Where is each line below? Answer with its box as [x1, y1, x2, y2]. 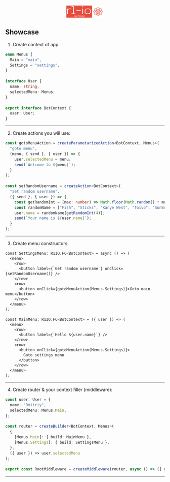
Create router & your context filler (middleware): [12, 386, 113, 393]
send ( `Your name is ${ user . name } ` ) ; [14, 216, 92, 221]
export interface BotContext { [5, 105, 71, 111]
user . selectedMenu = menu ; [14, 157, 71, 162]
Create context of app [12, 41, 59, 47]
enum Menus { [5, 52, 33, 57]
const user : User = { [5, 397, 51, 402]
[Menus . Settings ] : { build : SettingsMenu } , [14, 440, 110, 445]
